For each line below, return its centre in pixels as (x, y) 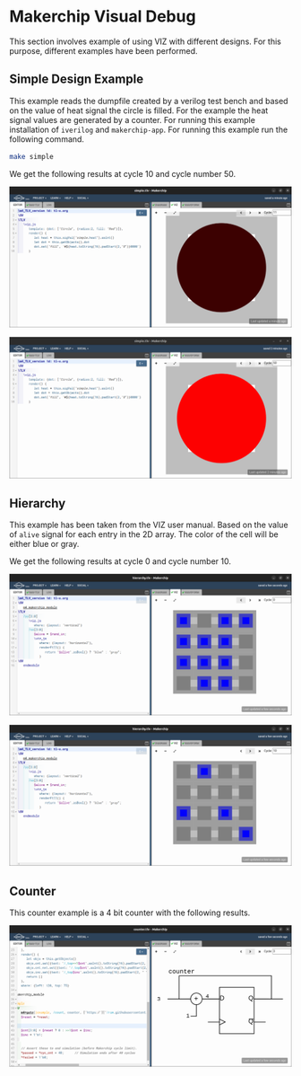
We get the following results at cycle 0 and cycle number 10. (120, 561)
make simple (31, 156)
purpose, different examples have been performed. (104, 50)
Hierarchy (38, 503)
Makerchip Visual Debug (103, 17)
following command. (47, 139)
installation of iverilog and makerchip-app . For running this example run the (149, 129)
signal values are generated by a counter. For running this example (132, 119)
